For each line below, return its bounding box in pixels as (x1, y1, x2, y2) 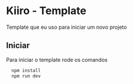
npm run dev (11, 73, 41, 79)
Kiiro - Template (6, 4, 87, 18)
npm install (11, 68, 41, 73)
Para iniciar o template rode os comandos (6, 56, 108, 63)
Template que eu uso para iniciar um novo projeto (6, 23, 127, 31)
